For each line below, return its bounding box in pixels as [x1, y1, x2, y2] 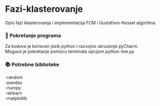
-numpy [5, 85, 21, 91]
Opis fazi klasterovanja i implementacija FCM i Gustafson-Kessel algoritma [5, 20, 156, 26]
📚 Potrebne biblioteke [5, 61, 60, 68]
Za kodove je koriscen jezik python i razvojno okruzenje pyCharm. [5, 43, 139, 49]
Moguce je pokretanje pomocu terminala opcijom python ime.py [5, 48, 134, 55]
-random [5, 74, 23, 80]
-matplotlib [5, 95, 27, 101]
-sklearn [5, 90, 22, 96]
